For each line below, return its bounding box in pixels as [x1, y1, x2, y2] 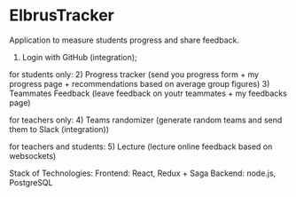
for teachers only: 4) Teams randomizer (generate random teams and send [9, 114, 283, 125]
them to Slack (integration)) [9, 123, 109, 134]
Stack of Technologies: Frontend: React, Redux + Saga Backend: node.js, [9, 168, 277, 178]
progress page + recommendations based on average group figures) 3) [9, 78, 270, 89]
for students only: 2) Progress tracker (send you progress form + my [9, 68, 260, 80]
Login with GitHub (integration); [21, 51, 137, 62]
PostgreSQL [9, 177, 53, 187]
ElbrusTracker [9, 5, 115, 26]
